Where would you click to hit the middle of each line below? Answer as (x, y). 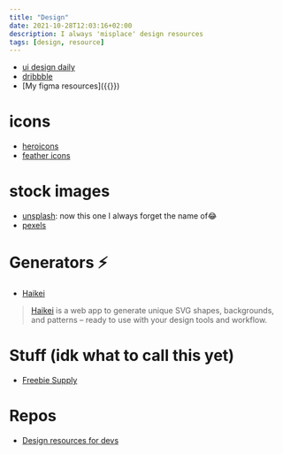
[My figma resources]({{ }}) (71, 86)
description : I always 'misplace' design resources (106, 34)
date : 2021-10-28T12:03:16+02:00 (71, 26)
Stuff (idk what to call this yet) (122, 356)
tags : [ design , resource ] (57, 42)
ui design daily (48, 67)
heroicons (40, 146)
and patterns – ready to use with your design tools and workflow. (149, 320)
